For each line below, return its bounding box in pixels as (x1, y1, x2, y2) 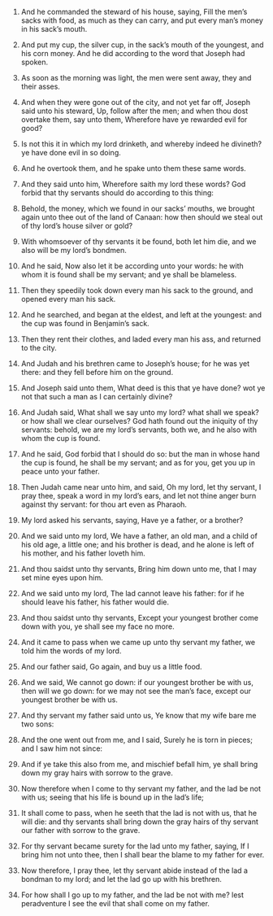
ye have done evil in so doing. (20, 148, 121, 157)
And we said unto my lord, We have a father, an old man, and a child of (20, 531, 258, 540)
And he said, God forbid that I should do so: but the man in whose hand (20, 449, 260, 459)
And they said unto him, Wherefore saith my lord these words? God (20, 179, 246, 189)
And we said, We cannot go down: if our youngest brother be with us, (20, 678, 254, 687)
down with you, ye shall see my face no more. (20, 622, 175, 631)
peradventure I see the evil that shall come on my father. (20, 899, 210, 908)
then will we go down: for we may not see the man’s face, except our (20, 687, 251, 696)
